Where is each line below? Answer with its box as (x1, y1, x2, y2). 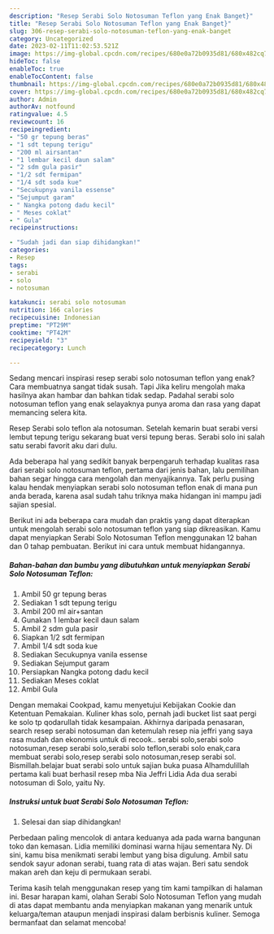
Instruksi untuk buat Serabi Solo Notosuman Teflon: (9, 797, 189, 806)
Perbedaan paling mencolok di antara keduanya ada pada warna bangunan (9, 833, 261, 843)
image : (9, 50, 32, 58)
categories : (9, 246, 50, 255)
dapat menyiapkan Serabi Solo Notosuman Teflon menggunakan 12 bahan (9, 533, 257, 543)
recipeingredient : (9, 125, 72, 133)
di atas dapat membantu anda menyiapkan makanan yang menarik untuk (9, 901, 253, 910)
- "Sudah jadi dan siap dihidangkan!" (9, 238, 141, 247)
